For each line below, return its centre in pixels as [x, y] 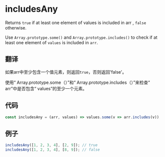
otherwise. [16, 27]
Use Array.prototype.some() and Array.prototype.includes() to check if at [81, 37]
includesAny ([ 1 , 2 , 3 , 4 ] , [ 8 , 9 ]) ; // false [53, 150]
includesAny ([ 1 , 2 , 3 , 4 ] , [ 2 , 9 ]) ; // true [51, 145]
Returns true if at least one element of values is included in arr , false [76, 23]
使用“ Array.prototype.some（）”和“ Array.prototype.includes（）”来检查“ [78, 82]
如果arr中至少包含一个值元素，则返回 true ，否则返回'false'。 [66, 72]
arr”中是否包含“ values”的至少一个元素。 [46, 88]
